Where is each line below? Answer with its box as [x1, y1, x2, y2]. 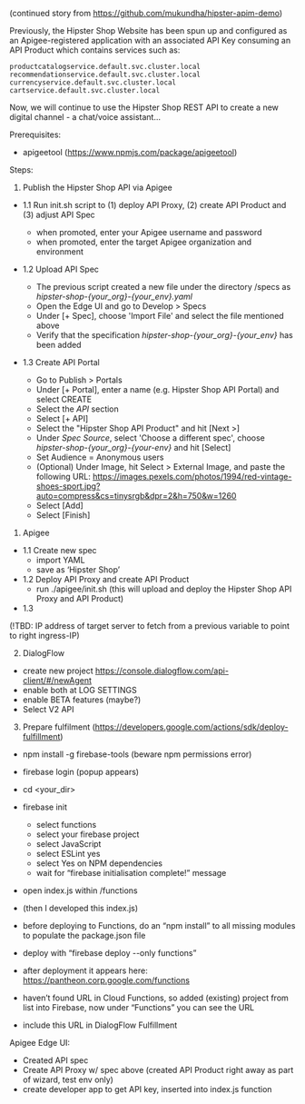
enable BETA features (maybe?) [22, 694, 142, 705]
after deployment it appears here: [22, 965, 148, 976]
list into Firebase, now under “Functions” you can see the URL [22, 1002, 255, 1012]
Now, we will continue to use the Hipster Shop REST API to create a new [9, 102, 280, 113]
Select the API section [35, 403, 120, 414]
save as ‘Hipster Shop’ [35, 564, 121, 575]
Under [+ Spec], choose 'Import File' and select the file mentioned [35, 311, 284, 321]
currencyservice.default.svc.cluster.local [9, 78, 177, 87]
